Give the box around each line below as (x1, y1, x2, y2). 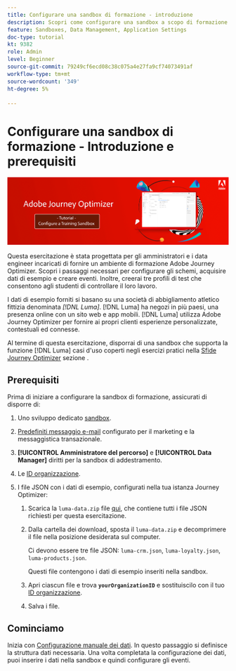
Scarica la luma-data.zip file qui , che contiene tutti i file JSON (27, 504, 207, 512)
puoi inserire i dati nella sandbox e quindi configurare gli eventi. (7, 656, 191, 665)
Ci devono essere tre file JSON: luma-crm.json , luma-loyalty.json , (27, 546, 221, 554)
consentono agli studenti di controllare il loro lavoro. (7, 281, 157, 291)
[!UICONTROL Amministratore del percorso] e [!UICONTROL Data (17, 449, 212, 457)
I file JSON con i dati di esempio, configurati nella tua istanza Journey (17, 483, 220, 491)
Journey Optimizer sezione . (7, 354, 89, 362)
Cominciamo (7, 622, 65, 635)
